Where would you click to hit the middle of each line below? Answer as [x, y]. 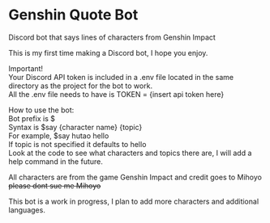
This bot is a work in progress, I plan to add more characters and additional [134, 201]
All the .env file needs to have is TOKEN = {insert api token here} [116, 94]
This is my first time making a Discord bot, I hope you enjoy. [108, 53]
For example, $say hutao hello [59, 136]
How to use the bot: [41, 110]
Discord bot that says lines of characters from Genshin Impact [112, 37]
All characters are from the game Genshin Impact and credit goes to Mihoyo [135, 177]
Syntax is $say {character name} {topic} [75, 127]
